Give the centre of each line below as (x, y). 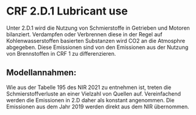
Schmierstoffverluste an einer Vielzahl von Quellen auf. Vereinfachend (94, 94)
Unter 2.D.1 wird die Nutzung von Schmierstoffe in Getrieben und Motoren (98, 28)
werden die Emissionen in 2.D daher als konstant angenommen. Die (90, 100)
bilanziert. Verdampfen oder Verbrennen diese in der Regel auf (84, 34)
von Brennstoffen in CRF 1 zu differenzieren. (61, 53)
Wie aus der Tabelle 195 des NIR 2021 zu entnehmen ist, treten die (89, 87)
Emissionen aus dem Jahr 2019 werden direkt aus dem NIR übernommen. (98, 107)
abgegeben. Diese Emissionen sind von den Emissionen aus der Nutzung (97, 47)
